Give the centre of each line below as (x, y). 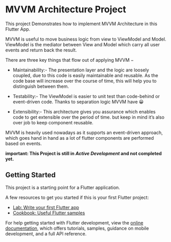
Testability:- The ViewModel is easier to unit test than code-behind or (86, 96)
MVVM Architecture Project (66, 10)
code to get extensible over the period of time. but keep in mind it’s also (89, 117)
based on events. (24, 143)
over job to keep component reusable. (53, 122)
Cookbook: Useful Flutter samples (49, 213)
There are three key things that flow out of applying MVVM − (70, 60)
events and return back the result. (41, 50)
